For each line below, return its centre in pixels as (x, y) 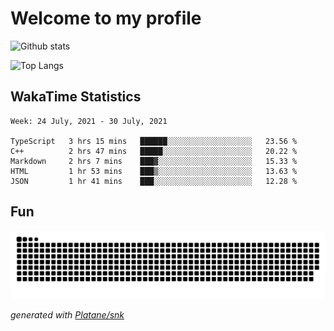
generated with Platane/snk (67, 315)
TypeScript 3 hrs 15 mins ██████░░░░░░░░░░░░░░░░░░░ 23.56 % (154, 141)
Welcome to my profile (106, 18)
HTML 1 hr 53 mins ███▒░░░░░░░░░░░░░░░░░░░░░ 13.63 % (154, 171)
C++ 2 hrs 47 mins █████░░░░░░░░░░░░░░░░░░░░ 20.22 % (154, 151)
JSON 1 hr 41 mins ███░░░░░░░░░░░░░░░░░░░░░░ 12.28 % (154, 181)
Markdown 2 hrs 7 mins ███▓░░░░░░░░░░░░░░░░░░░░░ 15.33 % (154, 161)
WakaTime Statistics (76, 97)
